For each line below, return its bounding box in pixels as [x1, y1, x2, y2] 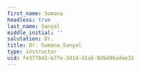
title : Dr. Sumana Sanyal [7, 42, 82, 49]
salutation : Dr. [7, 36, 54, 43]
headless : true [7, 16, 51, 23]
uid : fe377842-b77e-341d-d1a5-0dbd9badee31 [7, 55, 135, 62]
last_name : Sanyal [7, 23, 60, 29]
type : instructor [7, 49, 57, 56]
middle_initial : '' [7, 29, 64, 36]
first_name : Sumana [7, 10, 64, 17]
